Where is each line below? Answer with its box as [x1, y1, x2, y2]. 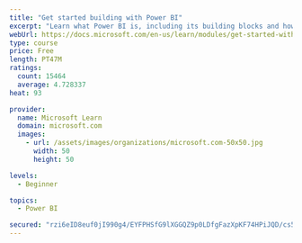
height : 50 [32, 155, 75, 164]
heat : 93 [9, 88, 42, 97]
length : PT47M [9, 55, 63, 64]
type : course [9, 38, 58, 48]
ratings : [9, 64, 42, 73]
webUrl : [9, 30, 39, 39]
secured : [9, 220, 42, 229]
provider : [9, 104, 47, 113]
